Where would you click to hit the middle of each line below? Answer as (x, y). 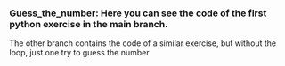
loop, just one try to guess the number (79, 53)
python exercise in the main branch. (89, 24)
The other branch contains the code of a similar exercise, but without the (143, 43)
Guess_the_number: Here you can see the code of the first (138, 13)
